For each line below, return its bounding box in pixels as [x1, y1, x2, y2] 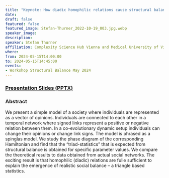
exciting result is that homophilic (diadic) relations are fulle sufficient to [5, 157, 152, 163]
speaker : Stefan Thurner [5, 40, 57, 45]
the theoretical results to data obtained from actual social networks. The [5, 152, 155, 158]
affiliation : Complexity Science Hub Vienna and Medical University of [5, 45, 158, 50]
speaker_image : [5, 31, 37, 36]
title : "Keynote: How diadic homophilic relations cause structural [5, 7, 152, 13]
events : [5, 63, 22, 68]
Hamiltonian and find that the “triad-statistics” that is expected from [5, 141, 146, 147]
